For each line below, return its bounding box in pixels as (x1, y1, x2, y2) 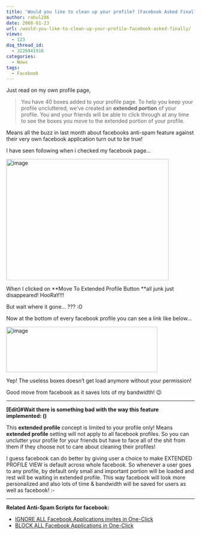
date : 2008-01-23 (6, 20, 50, 26)
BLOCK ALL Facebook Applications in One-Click (14, 522, 134, 529)
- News (11, 59, 28, 65)
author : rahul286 (6, 14, 50, 20)
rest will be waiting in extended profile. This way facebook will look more (6, 474, 185, 481)
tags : (6, 64, 20, 71)
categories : (6, 53, 36, 59)
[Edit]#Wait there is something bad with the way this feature (6, 406, 159, 413)
